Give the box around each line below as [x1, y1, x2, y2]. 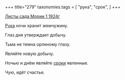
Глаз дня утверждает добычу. [5, 32, 67, 38]
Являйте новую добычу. [5, 51, 55, 56]
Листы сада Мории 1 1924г [5, 13, 60, 19]
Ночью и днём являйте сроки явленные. [5, 60, 89, 66]
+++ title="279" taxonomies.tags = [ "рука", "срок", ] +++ [5, 4, 121, 10]
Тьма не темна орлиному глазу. [5, 41, 71, 47]
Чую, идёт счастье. [5, 69, 45, 75]
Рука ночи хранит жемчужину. [5, 23, 69, 28]
